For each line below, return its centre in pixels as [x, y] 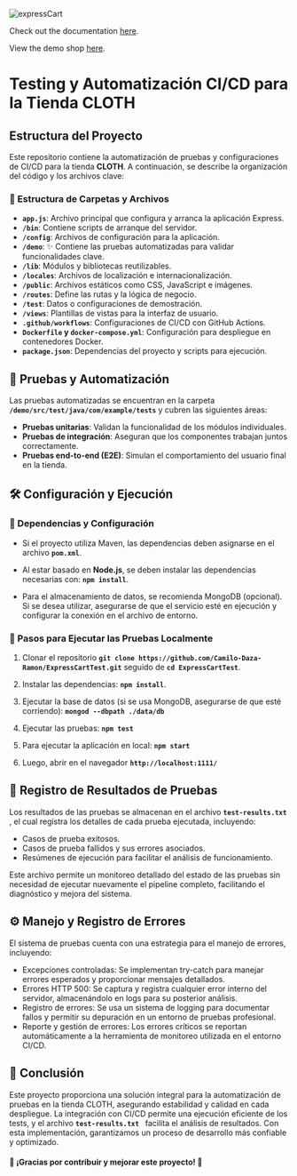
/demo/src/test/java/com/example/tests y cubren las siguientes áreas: [138, 410]
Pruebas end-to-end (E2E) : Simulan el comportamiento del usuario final [154, 456]
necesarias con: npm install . [75, 579]
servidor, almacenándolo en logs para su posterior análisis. [129, 998]
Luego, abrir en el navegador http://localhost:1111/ [120, 763]
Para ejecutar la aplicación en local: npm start [106, 746]
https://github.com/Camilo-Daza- [200, 659]
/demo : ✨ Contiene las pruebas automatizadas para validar [128, 247]
